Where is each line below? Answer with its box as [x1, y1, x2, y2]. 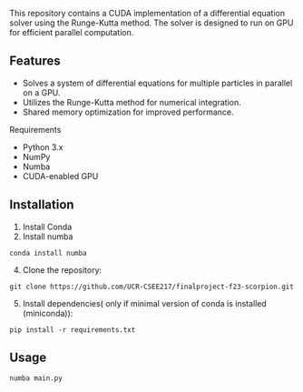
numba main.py [9, 374, 64, 383]
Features [9, 54, 61, 69]
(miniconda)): [22, 307, 73, 318]
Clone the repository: [22, 264, 103, 276]
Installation [9, 197, 74, 213]
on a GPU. [22, 86, 61, 98]
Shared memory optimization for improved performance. [22, 106, 234, 117]
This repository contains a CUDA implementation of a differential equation [9, 8, 286, 18]
